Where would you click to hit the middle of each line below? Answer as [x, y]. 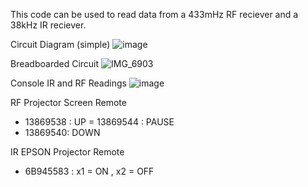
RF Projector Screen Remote [68, 102]
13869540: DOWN [62, 132]
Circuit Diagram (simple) [60, 44]
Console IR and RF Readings [68, 83]
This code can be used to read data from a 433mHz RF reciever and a [154, 14]
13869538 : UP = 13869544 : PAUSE [99, 122]
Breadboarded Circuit [55, 63]
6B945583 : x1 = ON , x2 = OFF [89, 171]
